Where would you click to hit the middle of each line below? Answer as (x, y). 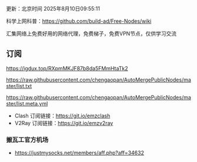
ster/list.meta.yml (27, 103)
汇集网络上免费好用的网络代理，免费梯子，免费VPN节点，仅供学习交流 (91, 33)
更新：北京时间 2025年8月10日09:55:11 (53, 9)
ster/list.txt (19, 86)
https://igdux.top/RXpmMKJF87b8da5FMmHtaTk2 (67, 68)
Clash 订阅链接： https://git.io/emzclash (62, 116)
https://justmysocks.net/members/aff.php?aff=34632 (79, 153)
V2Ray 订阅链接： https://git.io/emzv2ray (64, 123)
